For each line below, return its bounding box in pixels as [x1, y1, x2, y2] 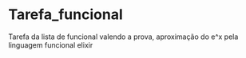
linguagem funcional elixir [8, 40, 93, 49]
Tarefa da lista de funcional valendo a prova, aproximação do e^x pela [8, 32, 239, 41]
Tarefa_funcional [8, 6, 123, 24]
